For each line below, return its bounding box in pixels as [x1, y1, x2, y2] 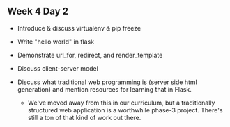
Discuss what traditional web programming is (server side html [17, 78, 197, 86]
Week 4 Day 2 [7, 6, 68, 17]
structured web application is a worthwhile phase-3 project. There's [27, 105, 223, 114]
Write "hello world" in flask [17, 37, 95, 46]
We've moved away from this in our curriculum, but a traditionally [27, 99, 215, 107]
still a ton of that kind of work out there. [27, 113, 141, 121]
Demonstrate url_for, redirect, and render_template [17, 51, 163, 59]
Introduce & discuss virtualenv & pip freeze [17, 24, 141, 32]
